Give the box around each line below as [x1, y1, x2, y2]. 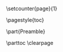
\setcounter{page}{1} [6, 5, 58, 12]
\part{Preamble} [6, 28, 45, 35]
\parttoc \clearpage [6, 40, 54, 46]
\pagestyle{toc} [6, 17, 44, 23]
